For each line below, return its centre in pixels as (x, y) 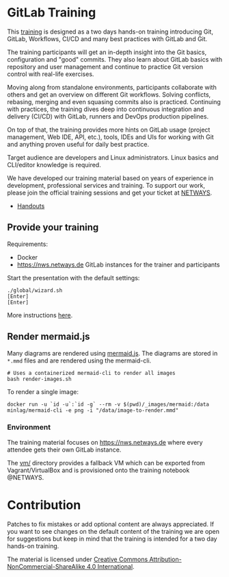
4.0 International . (110, 566)
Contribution (44, 505)
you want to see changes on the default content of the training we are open (113, 531)
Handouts (31, 206)
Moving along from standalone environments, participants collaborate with (112, 87)
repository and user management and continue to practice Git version (105, 66)
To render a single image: (43, 391)
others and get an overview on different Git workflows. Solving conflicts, (109, 95)
